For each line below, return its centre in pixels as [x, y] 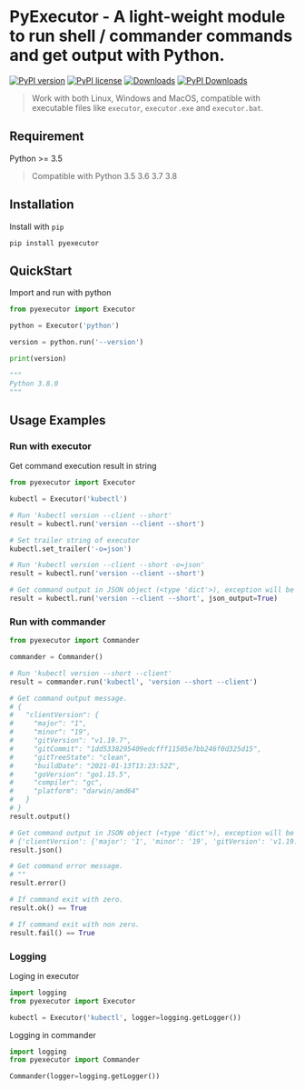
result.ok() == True [49, 908]
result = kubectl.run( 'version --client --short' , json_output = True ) [144, 599]
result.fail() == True [52, 933]
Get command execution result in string [83, 466]
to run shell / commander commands [151, 36]
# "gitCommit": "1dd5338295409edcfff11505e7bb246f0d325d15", [135, 749]
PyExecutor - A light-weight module [148, 17]
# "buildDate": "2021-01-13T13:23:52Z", [95, 765]
